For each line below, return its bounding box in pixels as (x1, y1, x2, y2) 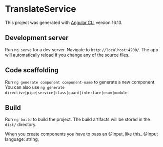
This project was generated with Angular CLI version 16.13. (5, 20, 123, 25)
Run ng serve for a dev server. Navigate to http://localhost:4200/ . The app (5, 46, 159, 52)
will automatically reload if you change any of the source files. (5, 52, 130, 58)
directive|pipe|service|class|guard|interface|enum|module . (5, 89, 129, 95)
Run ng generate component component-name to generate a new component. (5, 79, 156, 85)
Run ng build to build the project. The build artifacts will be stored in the (5, 116, 150, 123)
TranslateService (5, 3, 77, 15)
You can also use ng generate (5, 84, 65, 90)
